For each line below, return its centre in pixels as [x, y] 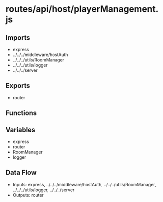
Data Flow [21, 173]
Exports [18, 86]
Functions [21, 113]
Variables [21, 130]
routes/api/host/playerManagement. [82, 9]
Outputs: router [28, 195]
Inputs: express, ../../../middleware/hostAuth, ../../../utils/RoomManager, [84, 184]
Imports [18, 38]
